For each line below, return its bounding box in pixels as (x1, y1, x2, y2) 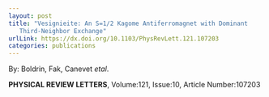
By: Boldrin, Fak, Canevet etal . (8, 64, 109, 74)
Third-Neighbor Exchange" (19, 27, 107, 35)
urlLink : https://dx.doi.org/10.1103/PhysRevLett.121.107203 (8, 34, 220, 43)
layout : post (8, 11, 53, 20)
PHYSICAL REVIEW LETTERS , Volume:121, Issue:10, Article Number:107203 (8, 80, 261, 90)
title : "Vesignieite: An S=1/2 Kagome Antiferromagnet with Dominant (8, 19, 249, 27)
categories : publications (8, 42, 96, 50)
